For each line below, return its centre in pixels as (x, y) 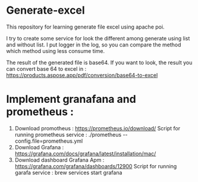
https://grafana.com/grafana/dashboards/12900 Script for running (96, 166)
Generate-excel (45, 10)
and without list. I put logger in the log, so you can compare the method (94, 45)
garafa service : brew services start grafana (68, 172)
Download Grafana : (39, 147)
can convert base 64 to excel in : (46, 68)
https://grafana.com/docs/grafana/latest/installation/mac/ (85, 153)
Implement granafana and (71, 99)
